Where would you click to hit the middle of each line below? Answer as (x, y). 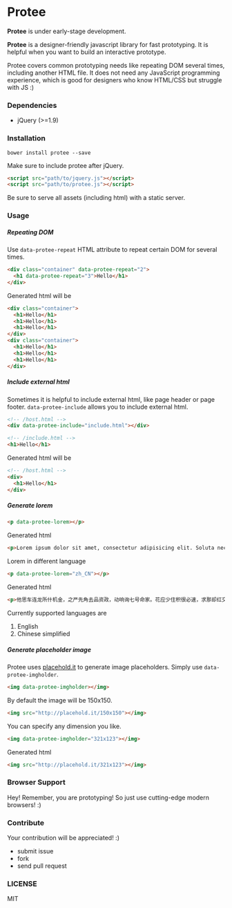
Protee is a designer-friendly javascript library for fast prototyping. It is (108, 44)
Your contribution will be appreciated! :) (63, 838)
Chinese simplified (43, 633)
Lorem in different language (47, 562)
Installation (27, 138)
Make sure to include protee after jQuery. (66, 165)
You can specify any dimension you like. (65, 726)
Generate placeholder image (49, 649)
